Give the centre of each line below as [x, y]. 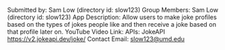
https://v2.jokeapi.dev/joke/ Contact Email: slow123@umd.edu [96, 39]
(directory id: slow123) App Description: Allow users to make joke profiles [112, 17]
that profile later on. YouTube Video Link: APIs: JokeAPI [86, 32]
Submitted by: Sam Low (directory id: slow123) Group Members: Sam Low [113, 10]
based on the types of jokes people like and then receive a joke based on [112, 24]
